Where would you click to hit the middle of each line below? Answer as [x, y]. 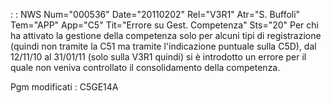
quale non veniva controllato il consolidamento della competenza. [145, 67]
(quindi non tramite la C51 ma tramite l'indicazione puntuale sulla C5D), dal [163, 46]
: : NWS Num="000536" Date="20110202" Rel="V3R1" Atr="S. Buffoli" [155, 14]
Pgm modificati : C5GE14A [64, 87]
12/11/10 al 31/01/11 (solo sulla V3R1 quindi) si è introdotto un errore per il [158, 57]
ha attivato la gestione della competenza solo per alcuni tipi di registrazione [166, 35]
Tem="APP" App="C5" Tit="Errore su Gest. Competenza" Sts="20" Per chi [164, 25]
